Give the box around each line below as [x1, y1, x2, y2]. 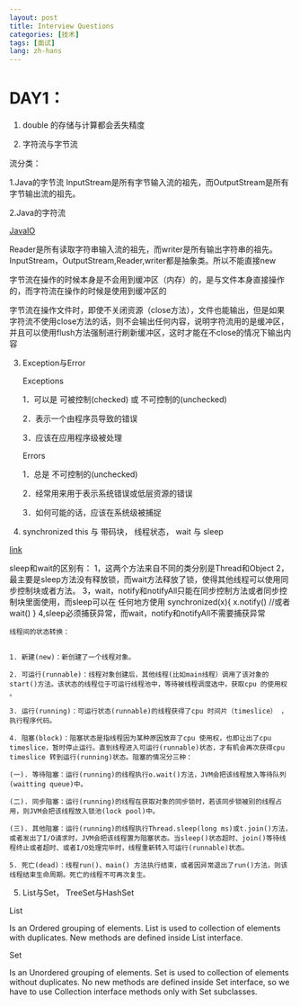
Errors [22, 451, 46, 462]
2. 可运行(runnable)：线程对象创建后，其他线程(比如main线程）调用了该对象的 [9, 670, 269, 679]
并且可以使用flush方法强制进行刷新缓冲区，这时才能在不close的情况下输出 [9, 328, 284, 338]
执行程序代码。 [9, 716, 57, 725]
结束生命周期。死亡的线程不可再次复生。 [22, 870, 150, 880]
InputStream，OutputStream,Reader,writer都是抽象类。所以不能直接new [9, 256, 277, 266]
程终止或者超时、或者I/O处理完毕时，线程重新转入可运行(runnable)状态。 [9, 843, 250, 853]
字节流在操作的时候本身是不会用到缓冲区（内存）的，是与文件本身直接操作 [9, 274, 285, 285]
